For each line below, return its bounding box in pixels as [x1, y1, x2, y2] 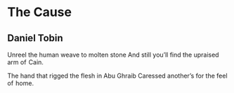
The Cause [7, 4, 72, 20]
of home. [7, 79, 34, 87]
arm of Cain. [7, 58, 44, 66]
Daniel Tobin [7, 32, 63, 44]
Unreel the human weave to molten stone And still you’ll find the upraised [7, 50, 219, 59]
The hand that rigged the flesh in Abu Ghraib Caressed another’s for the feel [7, 71, 228, 80]
